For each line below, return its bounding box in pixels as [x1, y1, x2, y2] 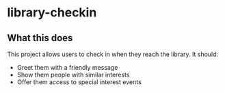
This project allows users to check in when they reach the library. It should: [7, 50, 219, 58]
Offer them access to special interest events [16, 78, 142, 86]
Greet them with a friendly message [16, 64, 118, 71]
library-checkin [7, 5, 97, 21]
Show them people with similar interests [16, 70, 130, 79]
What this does [7, 32, 73, 44]
